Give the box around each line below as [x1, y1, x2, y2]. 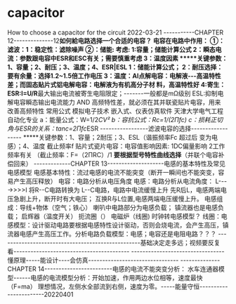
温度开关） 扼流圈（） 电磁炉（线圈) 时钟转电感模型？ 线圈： [45, 212, 221, 220]
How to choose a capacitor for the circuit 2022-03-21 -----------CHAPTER [7, 28, 224, 37]
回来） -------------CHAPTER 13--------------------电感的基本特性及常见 [13, 159, 226, 168]
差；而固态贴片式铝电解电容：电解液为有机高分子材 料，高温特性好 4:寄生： [7, 80, 226, 88]
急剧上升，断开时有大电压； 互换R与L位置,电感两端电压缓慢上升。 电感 [13, 194, 217, 203]
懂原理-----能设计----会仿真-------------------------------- [7, 256, 179, 264]
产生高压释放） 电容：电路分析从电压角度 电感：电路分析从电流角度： [13, 177, 214, 185]
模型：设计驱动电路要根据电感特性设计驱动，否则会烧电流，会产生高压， [13, 220, 223, 229]
